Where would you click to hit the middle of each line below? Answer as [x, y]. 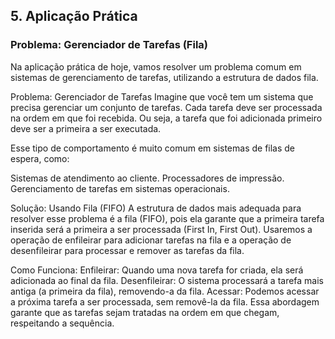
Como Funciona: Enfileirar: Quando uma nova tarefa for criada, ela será [157, 270]
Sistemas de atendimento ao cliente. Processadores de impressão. [147, 178]
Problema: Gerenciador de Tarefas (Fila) [109, 45]
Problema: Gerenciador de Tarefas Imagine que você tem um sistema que [162, 96]
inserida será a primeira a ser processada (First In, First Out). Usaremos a [161, 229]
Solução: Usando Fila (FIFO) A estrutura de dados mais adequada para [156, 208]
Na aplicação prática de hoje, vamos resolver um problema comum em [156, 66]
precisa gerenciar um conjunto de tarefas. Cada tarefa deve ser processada [166, 107]
